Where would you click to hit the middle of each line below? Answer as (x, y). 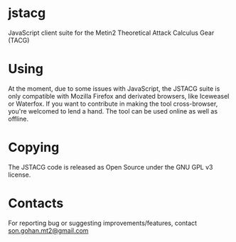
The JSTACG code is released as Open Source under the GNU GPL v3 (111, 167)
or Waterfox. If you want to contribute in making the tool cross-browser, (113, 104)
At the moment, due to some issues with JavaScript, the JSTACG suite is (114, 88)
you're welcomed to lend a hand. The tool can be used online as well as (113, 111)
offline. (18, 119)
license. (20, 175)
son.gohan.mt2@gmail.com (48, 230)
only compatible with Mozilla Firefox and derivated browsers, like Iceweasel (119, 96)
